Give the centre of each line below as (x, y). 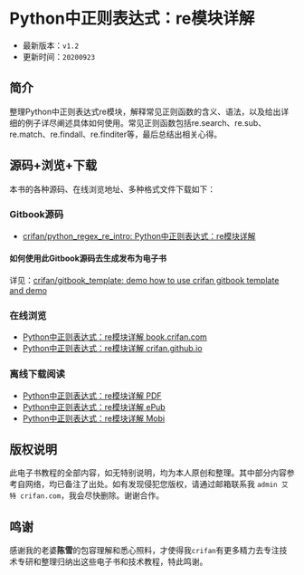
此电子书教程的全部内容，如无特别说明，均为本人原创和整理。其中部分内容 (148, 473)
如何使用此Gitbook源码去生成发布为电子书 (88, 258)
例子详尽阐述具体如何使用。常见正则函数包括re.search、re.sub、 (146, 122)
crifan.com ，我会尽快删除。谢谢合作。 (92, 495)
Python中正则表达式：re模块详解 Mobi (94, 418)
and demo (28, 291)
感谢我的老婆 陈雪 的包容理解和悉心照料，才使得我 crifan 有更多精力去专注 (144, 551)
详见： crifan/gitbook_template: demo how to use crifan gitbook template (144, 281)
